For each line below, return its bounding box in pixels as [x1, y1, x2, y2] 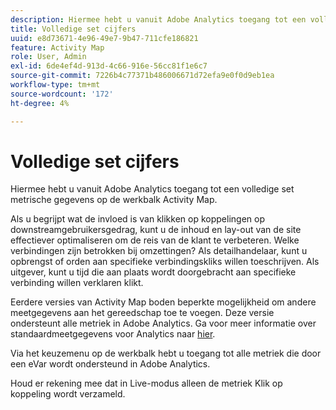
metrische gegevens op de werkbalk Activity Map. [10, 194, 218, 206]
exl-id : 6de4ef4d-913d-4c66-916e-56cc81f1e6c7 [10, 61, 208, 71]
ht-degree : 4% [10, 98, 70, 108]
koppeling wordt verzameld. [10, 388, 126, 400]
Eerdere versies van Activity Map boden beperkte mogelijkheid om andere [10, 296, 317, 308]
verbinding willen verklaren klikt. [10, 277, 144, 289]
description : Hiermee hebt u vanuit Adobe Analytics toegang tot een [10, 14, 307, 25]
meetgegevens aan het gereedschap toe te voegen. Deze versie [10, 307, 275, 319]
